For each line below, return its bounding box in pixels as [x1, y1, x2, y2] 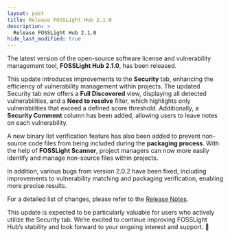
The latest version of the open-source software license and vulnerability [7, 54, 211, 62]
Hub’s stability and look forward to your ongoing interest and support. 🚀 [7, 223, 209, 231]
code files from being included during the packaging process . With [28, 139, 220, 147]
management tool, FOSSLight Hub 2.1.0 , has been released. [7, 62, 177, 70]
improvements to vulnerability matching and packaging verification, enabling [7, 174, 224, 182]
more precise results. [7, 182, 67, 190]
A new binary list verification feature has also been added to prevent [7, 132, 200, 141]
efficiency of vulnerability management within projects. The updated [7, 82, 200, 91]
